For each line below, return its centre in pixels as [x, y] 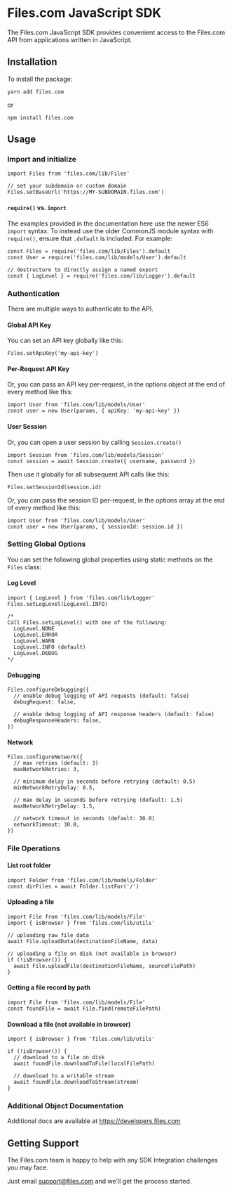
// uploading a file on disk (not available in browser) [92, 954]
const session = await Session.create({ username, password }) [102, 461]
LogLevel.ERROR [36, 635]
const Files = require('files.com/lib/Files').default [89, 251]
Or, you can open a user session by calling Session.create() [95, 442]
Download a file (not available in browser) [69, 1024]
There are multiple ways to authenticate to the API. [80, 309]
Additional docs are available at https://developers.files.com [94, 1121]
